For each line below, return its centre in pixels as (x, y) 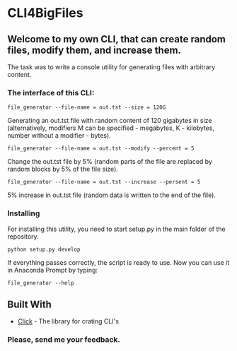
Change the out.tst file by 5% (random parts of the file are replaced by (110, 162)
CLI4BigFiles (45, 13)
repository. (23, 236)
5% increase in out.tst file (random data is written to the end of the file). (111, 195)
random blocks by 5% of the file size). (63, 169)
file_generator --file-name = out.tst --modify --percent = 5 (101, 149)
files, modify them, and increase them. (94, 50)
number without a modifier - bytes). (59, 136)
